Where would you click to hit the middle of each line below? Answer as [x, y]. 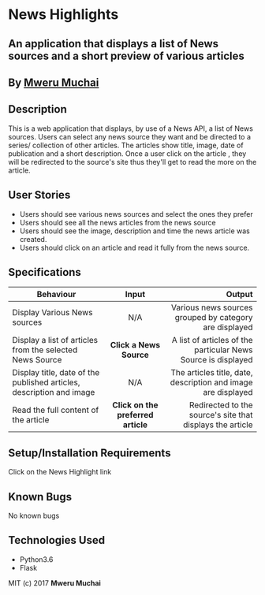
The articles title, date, [212, 373]
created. [33, 239]
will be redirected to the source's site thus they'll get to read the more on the [132, 162]
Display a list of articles [55, 340]
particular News [224, 350]
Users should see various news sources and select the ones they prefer [136, 214]
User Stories [39, 195]
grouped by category [214, 318]
